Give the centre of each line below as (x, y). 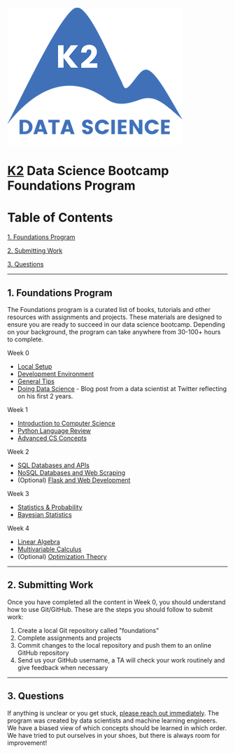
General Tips (36, 381)
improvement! (27, 743)
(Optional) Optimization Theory (62, 556)
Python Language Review (54, 430)
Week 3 (18, 493)
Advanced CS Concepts (52, 438)
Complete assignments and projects (69, 638)
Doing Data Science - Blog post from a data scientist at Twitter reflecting (122, 388)
